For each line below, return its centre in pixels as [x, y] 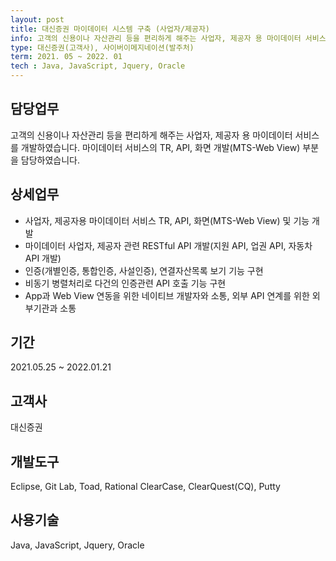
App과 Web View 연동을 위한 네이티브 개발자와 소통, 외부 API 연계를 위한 [167, 295]
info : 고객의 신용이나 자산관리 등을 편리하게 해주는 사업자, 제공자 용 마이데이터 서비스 [168, 38]
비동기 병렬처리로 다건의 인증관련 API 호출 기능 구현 [125, 283]
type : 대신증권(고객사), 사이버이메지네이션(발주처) [102, 47]
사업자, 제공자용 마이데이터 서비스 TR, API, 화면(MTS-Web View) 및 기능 [167, 220]
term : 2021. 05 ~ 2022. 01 [66, 57]
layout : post [37, 19]
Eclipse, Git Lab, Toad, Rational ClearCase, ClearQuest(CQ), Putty [145, 487]
